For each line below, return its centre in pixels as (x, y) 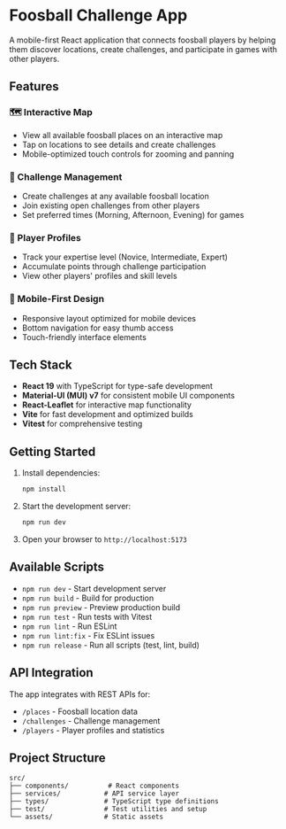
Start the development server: (76, 507)
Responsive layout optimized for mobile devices (109, 318)
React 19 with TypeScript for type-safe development (117, 386)
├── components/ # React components (94, 786)
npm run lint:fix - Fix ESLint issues (88, 635)
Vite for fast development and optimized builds (108, 414)
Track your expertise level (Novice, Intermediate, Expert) (124, 257)
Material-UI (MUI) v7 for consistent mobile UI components (128, 396)
